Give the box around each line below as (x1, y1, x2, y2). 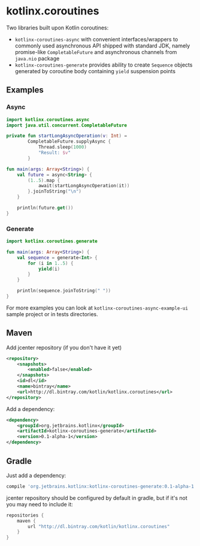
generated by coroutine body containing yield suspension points (14, 67, 175, 74)
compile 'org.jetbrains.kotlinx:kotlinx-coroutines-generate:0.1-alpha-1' (6, 483, 197, 490)
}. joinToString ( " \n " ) (28, 188, 82, 194)
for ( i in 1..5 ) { (28, 260, 74, 266)
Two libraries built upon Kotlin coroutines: (6, 24, 109, 31)
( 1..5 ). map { (28, 177, 60, 184)
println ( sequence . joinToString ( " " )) (17, 288, 111, 294)
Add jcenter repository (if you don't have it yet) (6, 344, 122, 351)
